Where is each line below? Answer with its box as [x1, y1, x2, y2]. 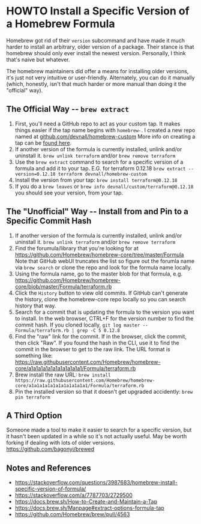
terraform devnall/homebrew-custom [58, 171, 147, 177]
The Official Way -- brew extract [6, 104, 129, 115]
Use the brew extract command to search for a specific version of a [14, 158, 184, 166]
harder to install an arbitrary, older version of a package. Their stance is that [6, 43, 194, 50]
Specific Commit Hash [6, 216, 92, 226]
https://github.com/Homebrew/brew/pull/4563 [14, 511, 130, 518]
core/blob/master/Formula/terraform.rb [14, 283, 112, 290]
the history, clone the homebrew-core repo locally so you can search [14, 295, 186, 303]
